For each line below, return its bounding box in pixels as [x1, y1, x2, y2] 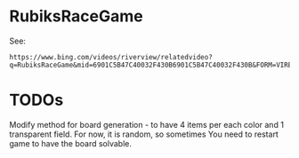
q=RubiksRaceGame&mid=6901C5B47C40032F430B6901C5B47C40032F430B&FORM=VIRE [9, 60, 293, 69]
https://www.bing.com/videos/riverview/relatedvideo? [9, 52, 214, 61]
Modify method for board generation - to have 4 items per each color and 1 [9, 119, 285, 130]
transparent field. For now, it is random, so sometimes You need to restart [9, 129, 279, 139]
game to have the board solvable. [9, 138, 132, 148]
